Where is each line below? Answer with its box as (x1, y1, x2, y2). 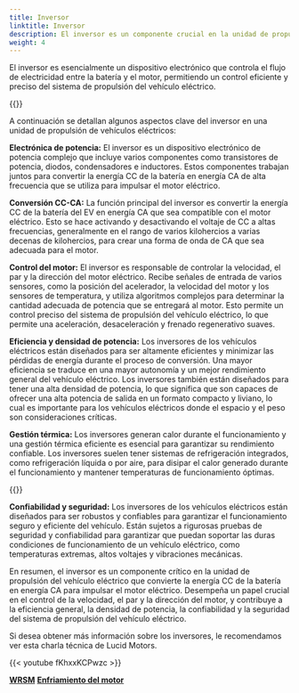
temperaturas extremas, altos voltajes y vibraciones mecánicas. (9, 549, 243, 559)
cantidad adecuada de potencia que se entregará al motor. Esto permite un (9, 300, 284, 311)
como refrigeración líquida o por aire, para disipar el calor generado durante (9, 458, 289, 469)
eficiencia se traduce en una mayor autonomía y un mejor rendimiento (9, 364, 266, 375)
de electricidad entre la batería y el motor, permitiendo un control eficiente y (9, 72, 289, 83)
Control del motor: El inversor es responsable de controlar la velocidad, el (9, 262, 281, 273)
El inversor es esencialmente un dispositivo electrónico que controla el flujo (9, 62, 287, 73)
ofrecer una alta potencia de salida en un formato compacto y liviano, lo (9, 393, 273, 404)
